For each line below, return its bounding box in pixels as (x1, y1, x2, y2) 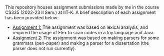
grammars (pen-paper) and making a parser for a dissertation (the (12, 40, 149, 46)
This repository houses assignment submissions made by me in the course (5, 4, 159, 10)
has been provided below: (5, 15, 59, 20)
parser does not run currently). (12, 46, 76, 51)
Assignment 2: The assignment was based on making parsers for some (12, 35, 159, 41)
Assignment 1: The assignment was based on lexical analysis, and (12, 24, 148, 30)
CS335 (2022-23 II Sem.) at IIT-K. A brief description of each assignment (5, 9, 156, 15)
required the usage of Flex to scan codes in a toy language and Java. (12, 30, 155, 35)
